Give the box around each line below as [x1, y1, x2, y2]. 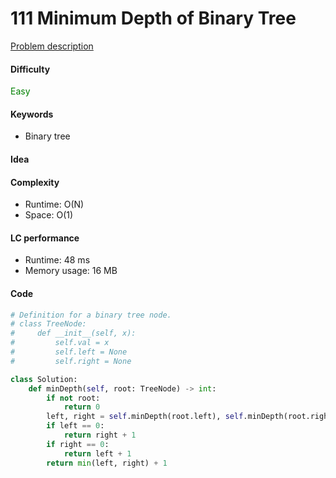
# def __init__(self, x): [10, 328, 137, 339]
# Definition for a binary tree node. [10, 310, 172, 320]
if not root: [46, 393, 101, 403]
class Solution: [10, 374, 78, 384]
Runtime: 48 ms [24, 254, 91, 266]
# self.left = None [10, 347, 128, 357]
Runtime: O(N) [24, 198, 85, 211]
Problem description [10, 40, 94, 52]
